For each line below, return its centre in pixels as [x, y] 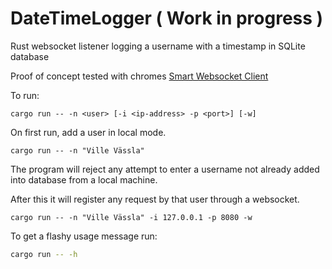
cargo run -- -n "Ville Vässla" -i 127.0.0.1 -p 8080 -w [131, 217]
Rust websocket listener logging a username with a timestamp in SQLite [158, 46]
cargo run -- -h [44, 254]
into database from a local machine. [84, 179]
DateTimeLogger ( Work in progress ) [167, 18]
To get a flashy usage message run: [84, 236]
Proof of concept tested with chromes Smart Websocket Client [139, 76]
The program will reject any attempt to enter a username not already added [165, 169]
